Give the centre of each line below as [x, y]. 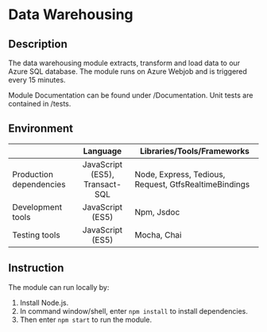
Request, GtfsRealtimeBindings [192, 184]
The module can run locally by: [59, 287]
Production [33, 174]
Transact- [102, 184]
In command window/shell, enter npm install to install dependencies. [133, 311]
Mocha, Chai [158, 234]
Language [103, 151]
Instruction [36, 268]
